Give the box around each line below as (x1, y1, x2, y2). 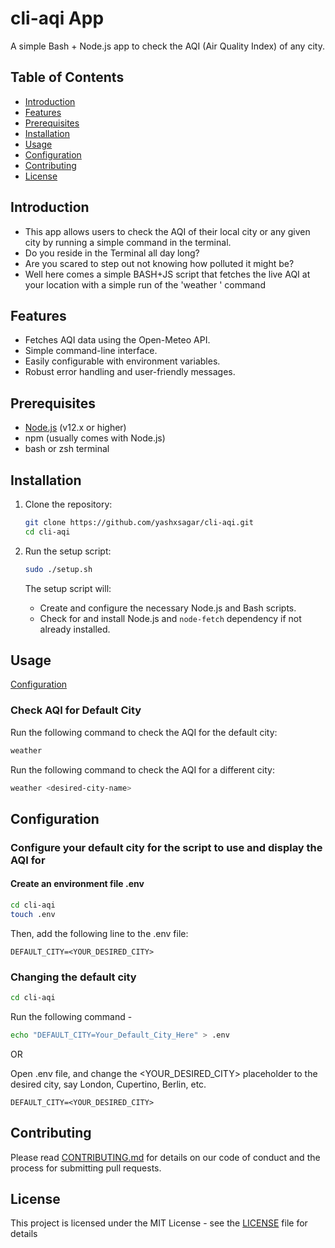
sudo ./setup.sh (24, 564, 93, 574)
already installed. (39, 623, 111, 635)
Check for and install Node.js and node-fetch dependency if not (39, 612, 302, 624)
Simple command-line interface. (24, 345, 158, 357)
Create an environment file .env (10, 878, 145, 890)
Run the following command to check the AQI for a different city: (10, 763, 275, 776)
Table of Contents (10, 69, 125, 86)
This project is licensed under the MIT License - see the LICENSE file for (10, 1217, 308, 1229)
